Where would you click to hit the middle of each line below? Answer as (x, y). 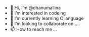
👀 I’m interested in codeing (38, 13)
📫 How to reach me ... (33, 29)
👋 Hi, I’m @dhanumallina (35, 8)
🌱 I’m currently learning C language (47, 18)
